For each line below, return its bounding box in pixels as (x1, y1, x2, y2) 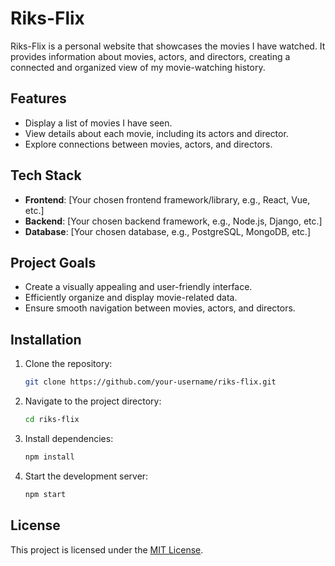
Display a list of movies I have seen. (24, 117, 173, 129)
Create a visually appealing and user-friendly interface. (24, 281, 253, 293)
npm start (24, 489, 67, 499)
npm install (24, 452, 75, 462)
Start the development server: (24, 470, 149, 482)
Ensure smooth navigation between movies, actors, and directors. (24, 302, 296, 314)
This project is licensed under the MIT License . (10, 543, 204, 556)
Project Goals (10, 254, 97, 271)
